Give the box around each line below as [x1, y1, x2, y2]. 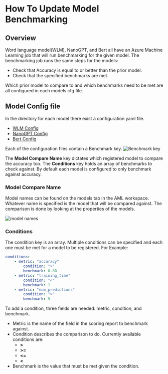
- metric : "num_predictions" [14, 287, 75, 292]
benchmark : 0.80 [23, 269, 57, 274]
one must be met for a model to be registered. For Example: [5, 245, 128, 251]
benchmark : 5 [23, 296, 51, 301]
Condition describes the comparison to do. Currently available [12, 331, 141, 337]
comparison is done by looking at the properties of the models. [5, 206, 135, 212]
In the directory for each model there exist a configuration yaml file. [5, 115, 144, 121]
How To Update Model [5, 3, 99, 15]
